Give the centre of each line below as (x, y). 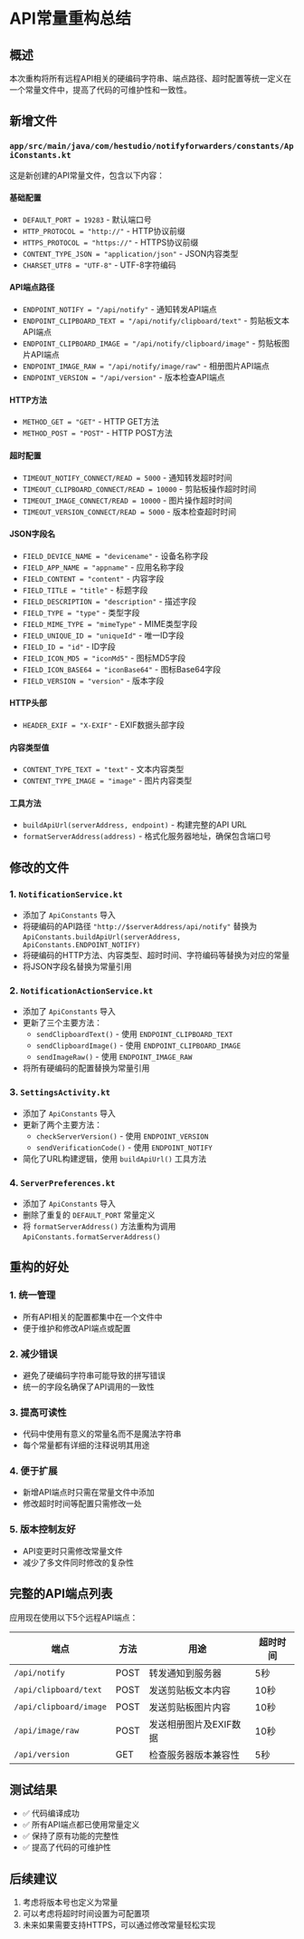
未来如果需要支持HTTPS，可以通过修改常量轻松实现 (119, 1925)
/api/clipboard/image (60, 1706)
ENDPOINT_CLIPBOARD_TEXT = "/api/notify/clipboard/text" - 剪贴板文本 (156, 321)
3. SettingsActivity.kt (60, 1092)
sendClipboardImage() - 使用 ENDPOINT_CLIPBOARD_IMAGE (138, 1045)
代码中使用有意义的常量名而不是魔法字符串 (102, 1434)
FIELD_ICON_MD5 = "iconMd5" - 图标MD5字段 (104, 658)
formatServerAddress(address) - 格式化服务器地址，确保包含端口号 (147, 837)
